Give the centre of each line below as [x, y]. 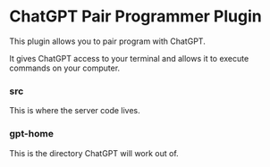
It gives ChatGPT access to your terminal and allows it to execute [129, 58]
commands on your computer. [65, 68]
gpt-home [31, 134]
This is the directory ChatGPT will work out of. [94, 153]
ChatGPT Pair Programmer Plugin [135, 17]
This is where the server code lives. [75, 111]
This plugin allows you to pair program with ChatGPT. [107, 41]
